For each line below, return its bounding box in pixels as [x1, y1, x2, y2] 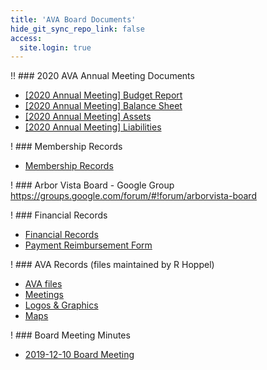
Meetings [24, 289, 64, 301]
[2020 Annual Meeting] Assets [24, 111, 152, 123]
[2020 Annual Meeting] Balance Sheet [24, 100, 183, 112]
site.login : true [19, 42, 92, 53]
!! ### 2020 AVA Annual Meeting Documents [10, 70, 195, 82]
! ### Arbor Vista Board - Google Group [10, 179, 175, 191]
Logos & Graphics [24, 299, 99, 311]
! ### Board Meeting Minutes [10, 329, 131, 341]
